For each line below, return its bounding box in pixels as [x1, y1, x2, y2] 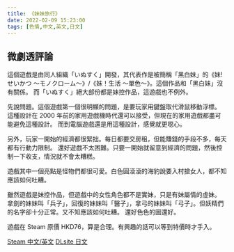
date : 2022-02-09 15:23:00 [7, 17, 86, 24]
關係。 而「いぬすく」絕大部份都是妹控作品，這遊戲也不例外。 [13, 88, 192, 96]
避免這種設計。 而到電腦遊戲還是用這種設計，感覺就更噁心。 [13, 120, 186, 129]
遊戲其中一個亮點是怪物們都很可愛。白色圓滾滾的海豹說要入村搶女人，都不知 [7, 167, 227, 175]
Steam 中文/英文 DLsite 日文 [7, 237, 88, 246]
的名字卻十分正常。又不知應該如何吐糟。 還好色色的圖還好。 [7, 208, 180, 216]
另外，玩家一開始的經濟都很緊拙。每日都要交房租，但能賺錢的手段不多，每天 [7, 135, 227, 143]
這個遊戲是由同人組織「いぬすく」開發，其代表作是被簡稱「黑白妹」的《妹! [7, 70, 223, 79]
